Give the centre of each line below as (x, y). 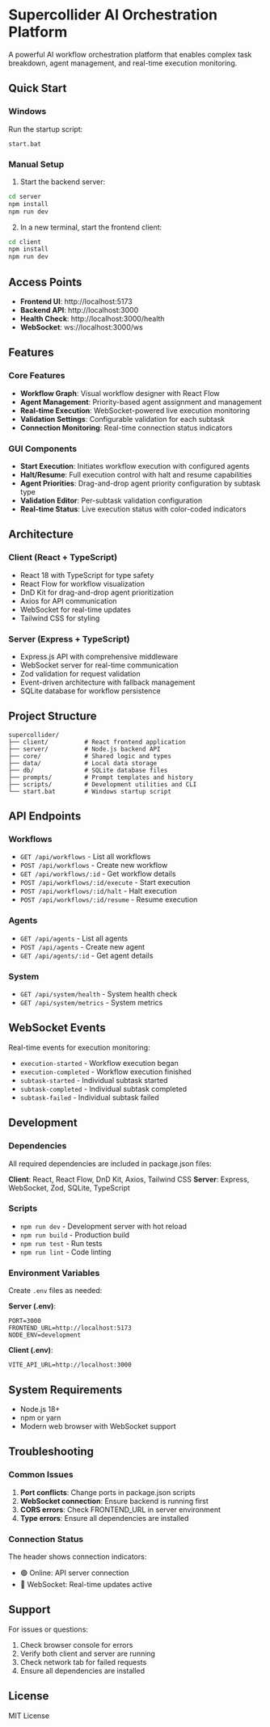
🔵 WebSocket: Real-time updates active (86, 1584)
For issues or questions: (49, 1629)
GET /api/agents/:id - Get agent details (86, 955)
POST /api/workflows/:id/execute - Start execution (105, 882)
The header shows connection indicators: (78, 1556)
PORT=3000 (25, 1321)
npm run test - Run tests (61, 1243)
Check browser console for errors (76, 1645)
